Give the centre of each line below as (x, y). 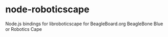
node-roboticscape (47, 10)
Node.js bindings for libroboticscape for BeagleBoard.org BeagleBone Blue (84, 24)
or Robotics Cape (24, 29)
